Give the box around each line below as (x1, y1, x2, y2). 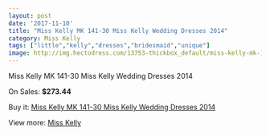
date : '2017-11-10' (8, 19, 74, 27)
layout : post (8, 11, 52, 20)
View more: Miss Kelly (8, 118, 82, 127)
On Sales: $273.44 (8, 87, 72, 96)
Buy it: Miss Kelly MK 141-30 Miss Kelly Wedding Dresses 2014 (8, 102, 216, 112)
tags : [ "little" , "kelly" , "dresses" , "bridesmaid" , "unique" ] (8, 42, 211, 50)
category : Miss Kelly (8, 34, 81, 43)
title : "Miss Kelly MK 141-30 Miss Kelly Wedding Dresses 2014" (8, 27, 228, 35)
